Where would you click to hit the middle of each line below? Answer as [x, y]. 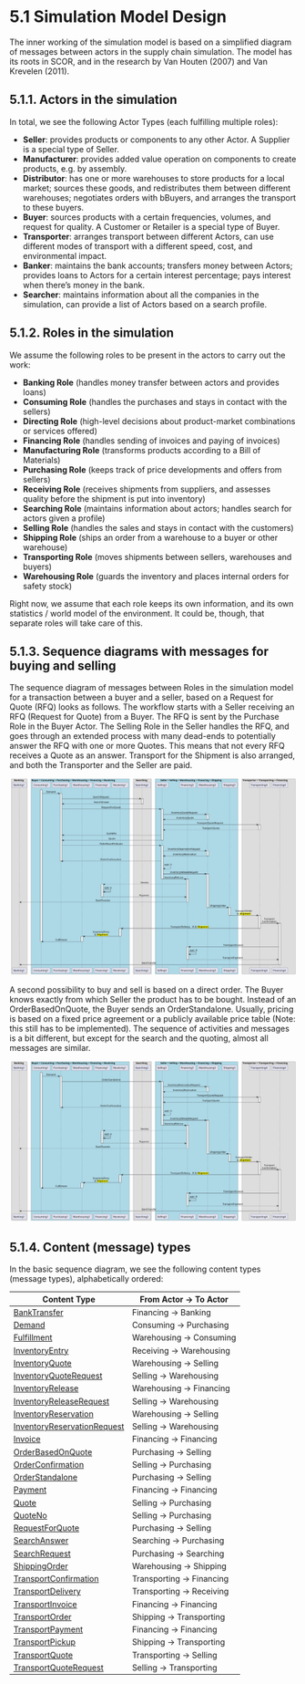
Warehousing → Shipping [179, 1565]
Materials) [41, 460]
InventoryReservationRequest [69, 1427]
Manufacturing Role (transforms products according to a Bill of [142, 450]
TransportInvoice [45, 1604]
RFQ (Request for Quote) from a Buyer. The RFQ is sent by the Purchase [144, 717]
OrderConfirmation [49, 1464]
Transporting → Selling [174, 1655]
